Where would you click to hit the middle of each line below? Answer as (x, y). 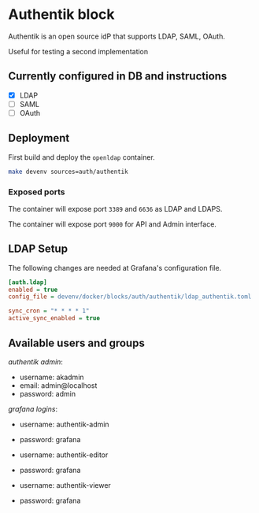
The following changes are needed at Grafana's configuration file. (115, 268)
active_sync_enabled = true (54, 319)
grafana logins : (33, 409)
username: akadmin (52, 377)
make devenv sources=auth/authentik (68, 172)
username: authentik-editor (64, 455)
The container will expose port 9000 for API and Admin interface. (112, 224)
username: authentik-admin (64, 424)
